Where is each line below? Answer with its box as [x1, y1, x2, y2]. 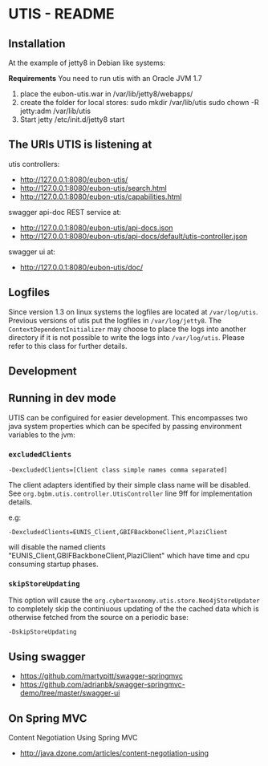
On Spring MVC [8, 711, 87, 725]
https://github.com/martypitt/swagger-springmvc [19, 671, 183, 681]
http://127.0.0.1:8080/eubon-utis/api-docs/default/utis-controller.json [19, 231, 248, 241]
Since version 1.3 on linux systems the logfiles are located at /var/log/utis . [8, 306, 258, 317]
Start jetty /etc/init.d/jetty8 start [19, 115, 125, 124]
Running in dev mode [8, 391, 116, 405]
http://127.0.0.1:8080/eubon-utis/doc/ [19, 262, 144, 272]
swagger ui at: [8, 246, 56, 257]
